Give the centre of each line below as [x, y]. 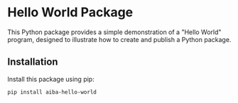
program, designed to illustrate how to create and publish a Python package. [119, 39]
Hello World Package [70, 12]
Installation [33, 62]
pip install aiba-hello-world [52, 92]
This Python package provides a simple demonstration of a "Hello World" [114, 32]
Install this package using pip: [51, 79]
